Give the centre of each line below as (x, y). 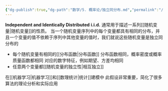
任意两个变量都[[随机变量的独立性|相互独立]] (58, 66)
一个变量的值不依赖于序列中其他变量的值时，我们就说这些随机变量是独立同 (86, 37)
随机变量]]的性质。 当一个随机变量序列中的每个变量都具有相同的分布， (83, 31)
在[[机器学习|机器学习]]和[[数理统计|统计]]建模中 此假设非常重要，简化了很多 (84, 77)
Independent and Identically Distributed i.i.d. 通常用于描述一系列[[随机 (79, 24)
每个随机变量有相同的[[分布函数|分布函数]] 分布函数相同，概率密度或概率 (87, 54)
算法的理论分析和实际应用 (31, 83)
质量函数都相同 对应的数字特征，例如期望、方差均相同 (68, 60)
